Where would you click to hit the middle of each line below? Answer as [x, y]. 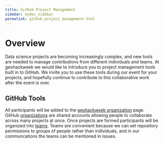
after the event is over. [28, 83]
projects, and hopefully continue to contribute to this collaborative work [77, 78]
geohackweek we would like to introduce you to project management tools [80, 67]
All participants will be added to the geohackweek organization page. [75, 110]
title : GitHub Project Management [40, 10]
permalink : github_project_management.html [50, 19]
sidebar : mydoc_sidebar [29, 14]
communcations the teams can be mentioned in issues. [61, 136]
